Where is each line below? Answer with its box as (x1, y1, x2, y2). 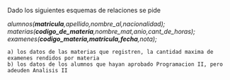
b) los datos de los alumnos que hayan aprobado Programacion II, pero (7, 61, 223, 68)
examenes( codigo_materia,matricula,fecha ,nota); (7, 35, 157, 43)
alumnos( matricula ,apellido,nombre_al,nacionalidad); (7, 20, 166, 28)
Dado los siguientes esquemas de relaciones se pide (7, 6, 161, 14)
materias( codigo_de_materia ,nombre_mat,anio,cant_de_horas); (7, 28, 196, 35)
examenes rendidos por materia (7, 55, 100, 62)
